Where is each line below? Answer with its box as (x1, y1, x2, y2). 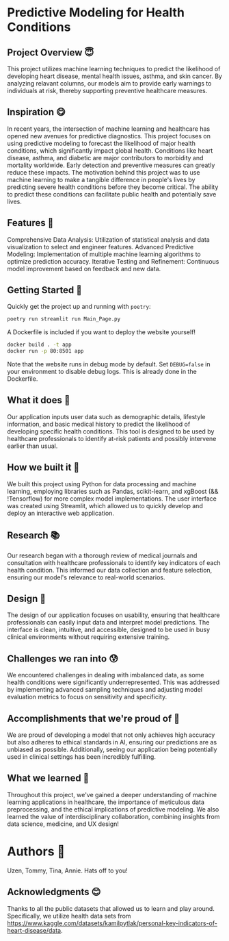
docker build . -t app (7, 341, 72, 349)
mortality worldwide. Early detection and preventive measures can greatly (7, 161, 215, 169)
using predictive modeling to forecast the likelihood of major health (7, 139, 196, 147)
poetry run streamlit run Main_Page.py (7, 316, 121, 323)
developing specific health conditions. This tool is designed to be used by (7, 427, 215, 436)
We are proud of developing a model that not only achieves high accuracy (7, 731, 215, 739)
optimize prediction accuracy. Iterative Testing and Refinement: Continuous (7, 257, 219, 265)
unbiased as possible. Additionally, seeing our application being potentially (7, 745, 217, 753)
